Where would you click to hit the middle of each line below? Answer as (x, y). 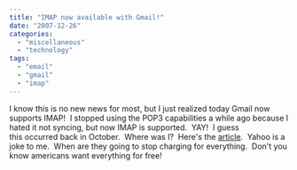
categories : (31, 34)
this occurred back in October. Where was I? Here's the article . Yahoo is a (147, 136)
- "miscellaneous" (51, 42)
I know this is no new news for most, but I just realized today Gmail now (140, 108)
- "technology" (45, 50)
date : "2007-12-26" (45, 26)
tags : (19, 58)
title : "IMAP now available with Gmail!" (87, 17)
